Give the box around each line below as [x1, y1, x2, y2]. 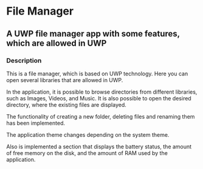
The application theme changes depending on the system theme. [6, 131, 170, 138]
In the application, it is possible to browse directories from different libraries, [6, 88, 198, 95]
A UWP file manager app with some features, [6, 29, 181, 39]
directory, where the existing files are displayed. [6, 101, 126, 108]
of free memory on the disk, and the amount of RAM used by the [6, 149, 168, 156]
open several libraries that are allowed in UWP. [6, 76, 123, 83]
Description [6, 56, 42, 64]
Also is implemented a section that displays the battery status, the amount [6, 143, 192, 150]
